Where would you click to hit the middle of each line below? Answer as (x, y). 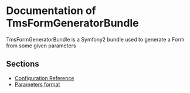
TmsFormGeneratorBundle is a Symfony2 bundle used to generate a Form (95, 39)
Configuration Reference (44, 78)
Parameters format (37, 84)
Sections (23, 64)
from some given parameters (41, 46)
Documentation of (51, 11)
